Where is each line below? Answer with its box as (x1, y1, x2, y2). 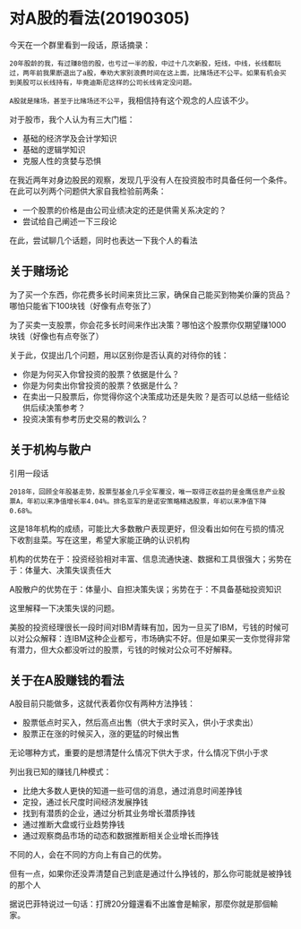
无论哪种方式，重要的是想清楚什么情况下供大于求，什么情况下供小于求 (9, 747, 269, 758)
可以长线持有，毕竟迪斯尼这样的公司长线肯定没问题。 (29, 78, 196, 87)
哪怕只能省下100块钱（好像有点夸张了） (9, 300, 157, 311)
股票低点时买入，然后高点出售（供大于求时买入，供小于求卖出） (21, 718, 258, 728)
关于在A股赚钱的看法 (9, 673, 125, 688)
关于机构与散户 (9, 443, 92, 458)
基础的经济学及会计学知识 (21, 133, 117, 143)
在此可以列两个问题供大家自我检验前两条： (9, 185, 167, 196)
